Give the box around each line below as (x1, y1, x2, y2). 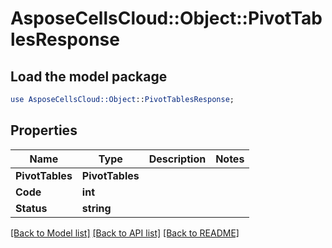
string (81, 201, 112, 215)
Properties (10, 122, 78, 139)
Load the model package (10, 68, 168, 85)
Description (148, 152, 207, 166)
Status (15, 201, 48, 215)
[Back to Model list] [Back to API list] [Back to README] (10, 227, 240, 239)
